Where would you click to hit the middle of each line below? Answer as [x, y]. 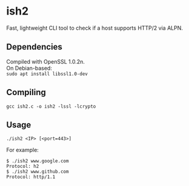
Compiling [26, 92]
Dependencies [34, 47]
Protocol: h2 [23, 167]
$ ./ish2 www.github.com [38, 172]
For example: [23, 150]
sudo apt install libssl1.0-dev [47, 74]
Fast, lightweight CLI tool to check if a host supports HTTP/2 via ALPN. [94, 28]
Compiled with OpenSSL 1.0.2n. [45, 61]
